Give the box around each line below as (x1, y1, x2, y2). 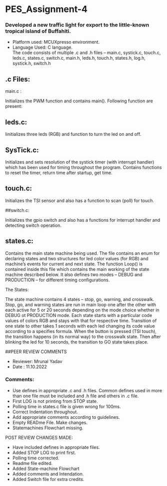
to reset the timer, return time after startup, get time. (5, 170, 112, 176)
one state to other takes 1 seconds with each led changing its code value (5, 322, 155, 329)
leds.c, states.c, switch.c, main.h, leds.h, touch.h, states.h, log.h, (12, 55, 146, 61)
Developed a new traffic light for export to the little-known (5, 22, 149, 29)
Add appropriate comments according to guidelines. (12, 414, 120, 420)
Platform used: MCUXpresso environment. (12, 39, 100, 45)
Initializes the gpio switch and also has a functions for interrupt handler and (5, 217, 160, 223)
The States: (5, 286, 29, 292)
